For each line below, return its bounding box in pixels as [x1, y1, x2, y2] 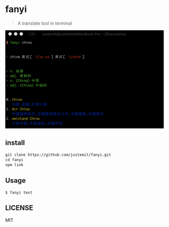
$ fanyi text [5, 190, 33, 195]
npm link [5, 163, 24, 168]
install [5, 138, 25, 147]
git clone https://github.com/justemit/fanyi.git [5, 153, 112, 158]
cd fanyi [5, 158, 24, 163]
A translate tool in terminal [17, 20, 72, 26]
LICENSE [5, 204, 34, 212]
